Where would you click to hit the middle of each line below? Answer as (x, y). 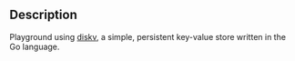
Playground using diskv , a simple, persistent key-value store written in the (148, 36)
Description (43, 15)
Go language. (35, 46)
